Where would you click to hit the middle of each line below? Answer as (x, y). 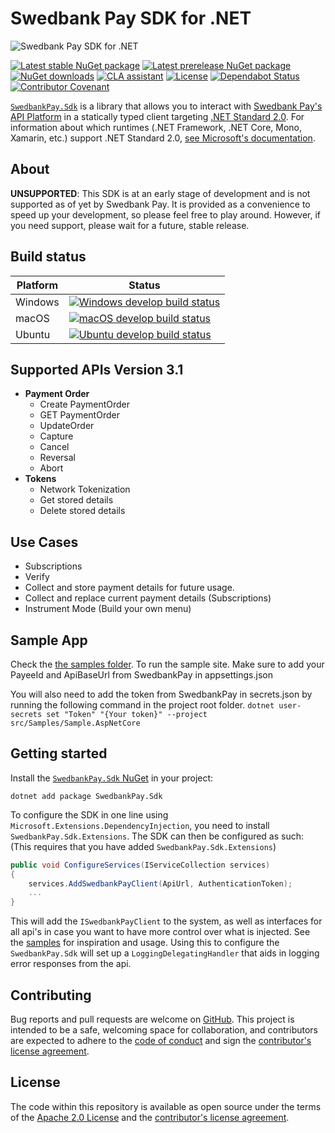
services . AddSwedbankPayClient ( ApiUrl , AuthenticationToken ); (160, 883)
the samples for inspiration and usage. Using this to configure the (145, 943)
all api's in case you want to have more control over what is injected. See (160, 932)
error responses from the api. (71, 964)
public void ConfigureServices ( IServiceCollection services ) (140, 865)
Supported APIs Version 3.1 (97, 369)
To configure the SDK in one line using (89, 814)
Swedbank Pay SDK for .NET (131, 18)
